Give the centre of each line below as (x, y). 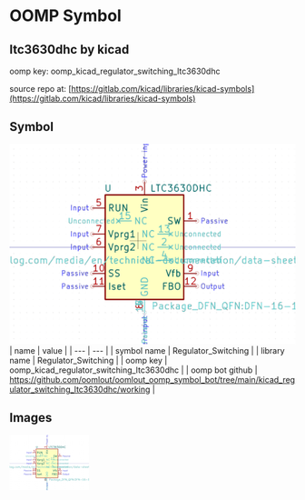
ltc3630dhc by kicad (69, 50)
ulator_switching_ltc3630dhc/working (80, 389)
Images (31, 418)
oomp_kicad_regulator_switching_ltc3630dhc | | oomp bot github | (133, 370)
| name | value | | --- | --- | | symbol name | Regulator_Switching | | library (147, 350)
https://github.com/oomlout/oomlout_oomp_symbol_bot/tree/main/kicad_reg (152, 379)
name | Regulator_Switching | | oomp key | (89, 360)
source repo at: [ (40, 89)
